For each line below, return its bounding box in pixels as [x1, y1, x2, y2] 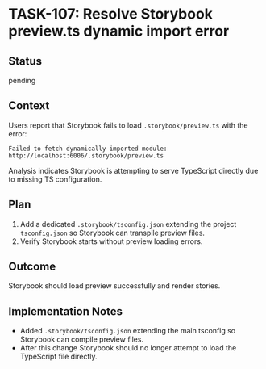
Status [8, 54, 43, 68]
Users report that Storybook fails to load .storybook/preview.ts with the [8, 120, 248, 130]
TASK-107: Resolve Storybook [8, 5, 214, 23]
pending [8, 76, 36, 85]
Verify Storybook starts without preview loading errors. [19, 236, 203, 246]
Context [8, 99, 50, 113]
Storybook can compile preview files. [19, 334, 143, 344]
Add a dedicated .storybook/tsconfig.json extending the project [19, 219, 237, 229]
